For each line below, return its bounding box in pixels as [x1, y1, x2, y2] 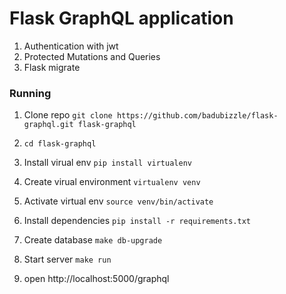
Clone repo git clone [23, 109, 113, 121]
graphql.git [23, 120, 74, 130]
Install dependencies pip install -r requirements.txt [23, 215, 251, 227]
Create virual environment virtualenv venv [23, 176, 201, 188]
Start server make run [23, 253, 112, 266]
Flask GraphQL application [9, 7, 234, 30]
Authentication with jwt [23, 40, 119, 52]
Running [9, 86, 52, 100]
